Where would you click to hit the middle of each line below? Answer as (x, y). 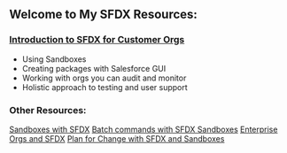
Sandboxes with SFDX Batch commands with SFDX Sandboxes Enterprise (143, 129)
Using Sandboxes (54, 59)
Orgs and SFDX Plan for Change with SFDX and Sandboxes (117, 138)
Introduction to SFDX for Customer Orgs (97, 40)
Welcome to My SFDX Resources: (103, 15)
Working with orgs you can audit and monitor (104, 78)
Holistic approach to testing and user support (105, 87)
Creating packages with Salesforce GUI (94, 68)
